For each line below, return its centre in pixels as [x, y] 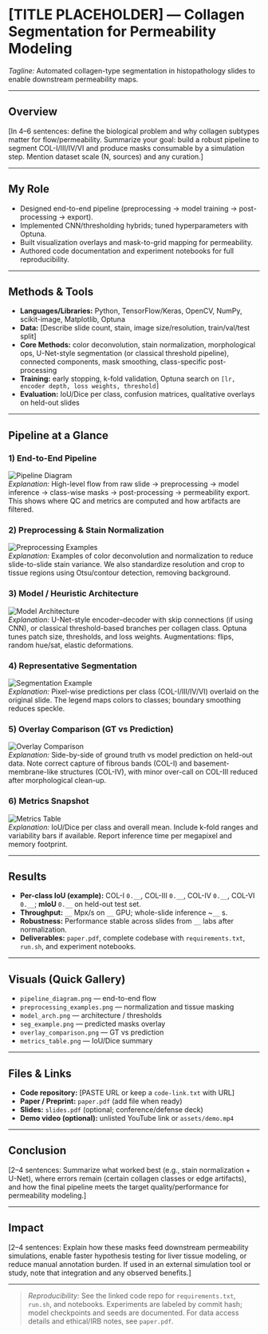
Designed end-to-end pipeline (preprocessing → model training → [128, 208]
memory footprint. [38, 844]
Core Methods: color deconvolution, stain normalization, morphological [138, 345]
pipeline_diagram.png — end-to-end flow [88, 999]
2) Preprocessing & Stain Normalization [86, 530]
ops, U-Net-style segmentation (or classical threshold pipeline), [124, 354]
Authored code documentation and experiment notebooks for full [126, 251]
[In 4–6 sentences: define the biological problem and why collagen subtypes [134, 131]
